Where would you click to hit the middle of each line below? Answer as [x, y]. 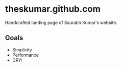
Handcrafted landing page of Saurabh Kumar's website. [61, 22]
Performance [25, 55]
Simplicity [22, 49]
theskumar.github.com [53, 9]
